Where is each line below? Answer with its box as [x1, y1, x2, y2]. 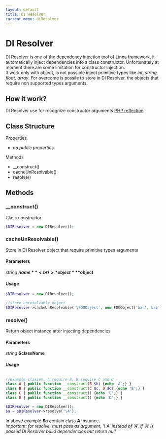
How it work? [5, 94, 47, 103]
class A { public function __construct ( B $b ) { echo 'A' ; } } [5, 381, 132, 387]
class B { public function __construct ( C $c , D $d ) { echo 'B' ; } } [5, 386, 145, 391]
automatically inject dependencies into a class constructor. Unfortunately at [5, 59, 159, 65]
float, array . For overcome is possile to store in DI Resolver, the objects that [5, 75, 159, 81]
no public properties [12, 144, 54, 151]
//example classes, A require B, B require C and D [5, 377, 114, 382]
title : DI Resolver [5, 12, 46, 17]
